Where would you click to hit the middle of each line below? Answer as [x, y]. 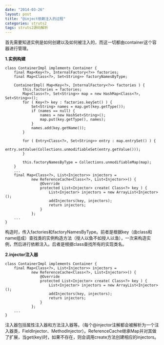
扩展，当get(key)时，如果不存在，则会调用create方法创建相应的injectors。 [84, 337]
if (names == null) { [53, 111]
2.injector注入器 [21, 254]
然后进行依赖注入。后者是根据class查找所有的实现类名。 [70, 244]
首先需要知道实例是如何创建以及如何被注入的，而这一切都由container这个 [79, 43]
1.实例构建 [15, 59]
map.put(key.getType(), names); [73, 120]
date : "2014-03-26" [25, 10]
